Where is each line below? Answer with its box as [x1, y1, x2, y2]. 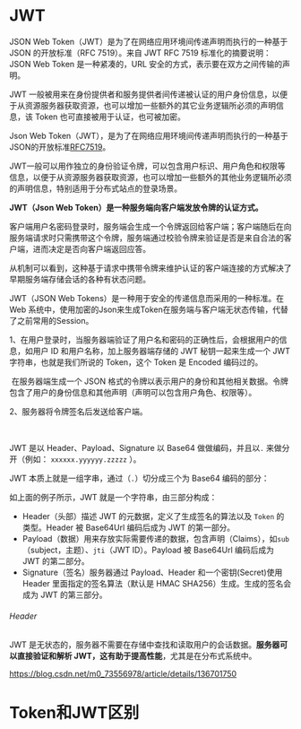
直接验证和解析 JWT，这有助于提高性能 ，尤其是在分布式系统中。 [16, 651, 257, 662]
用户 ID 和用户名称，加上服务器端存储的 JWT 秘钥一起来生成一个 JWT [32, 345, 291, 356]
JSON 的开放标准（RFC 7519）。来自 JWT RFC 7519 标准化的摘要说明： [9, 47, 271, 58]
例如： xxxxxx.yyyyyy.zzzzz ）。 [24, 454, 142, 464]
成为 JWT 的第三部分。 [21, 589, 107, 600]
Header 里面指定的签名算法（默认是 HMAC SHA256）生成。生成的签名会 [21, 577, 292, 588]
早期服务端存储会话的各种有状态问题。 [9, 273, 150, 284]
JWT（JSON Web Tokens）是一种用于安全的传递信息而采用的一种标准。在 [9, 292, 285, 303]
